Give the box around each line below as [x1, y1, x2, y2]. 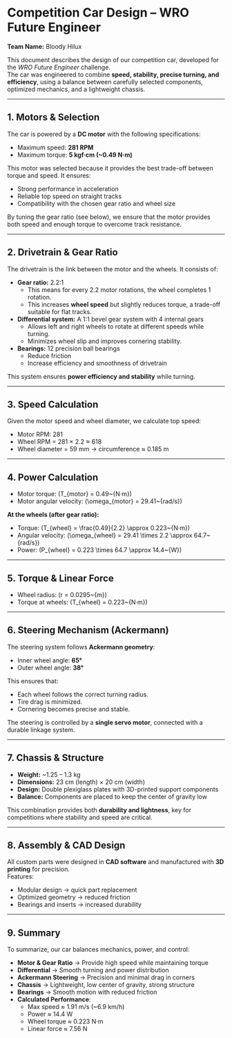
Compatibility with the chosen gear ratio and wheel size [17, 199, 176, 208]
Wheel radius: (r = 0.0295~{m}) [17, 591, 107, 598]
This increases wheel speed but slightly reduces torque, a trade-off [27, 300, 221, 309]
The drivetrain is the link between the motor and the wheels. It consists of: [7, 264, 219, 273]
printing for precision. [7, 865, 70, 874]
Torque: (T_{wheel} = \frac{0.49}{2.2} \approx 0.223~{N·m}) [17, 524, 191, 532]
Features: [7, 872, 35, 881]
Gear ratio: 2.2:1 [17, 278, 64, 286]
